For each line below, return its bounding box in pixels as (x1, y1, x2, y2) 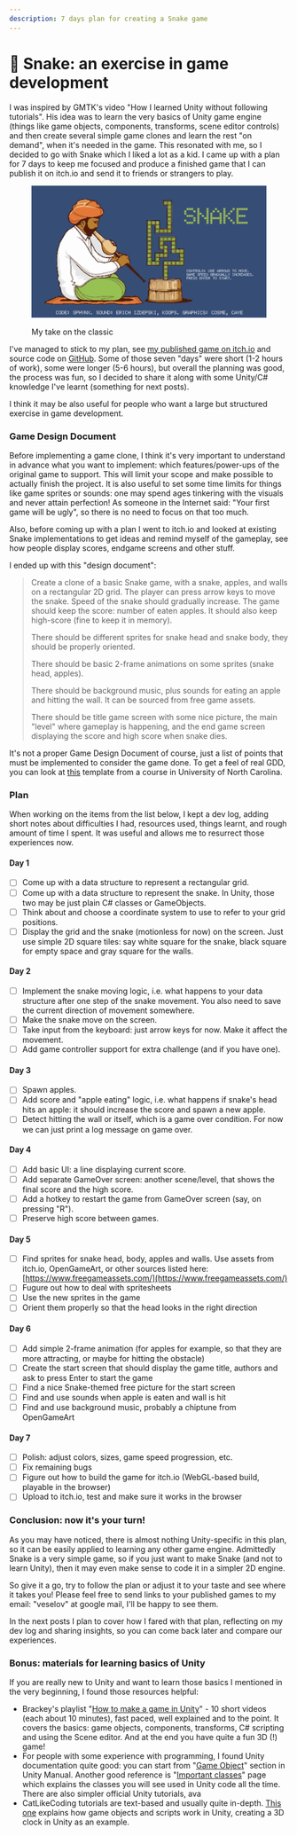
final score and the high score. (21, 1184, 134, 1195)
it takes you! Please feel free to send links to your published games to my (9, 1589, 277, 1600)
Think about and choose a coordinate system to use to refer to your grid (21, 906, 285, 917)
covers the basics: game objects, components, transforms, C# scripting (21, 1722, 285, 1733)
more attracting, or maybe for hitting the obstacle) (21, 1353, 206, 1363)
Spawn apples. (21, 1085, 77, 1095)
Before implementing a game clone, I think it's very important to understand (9, 450, 285, 460)
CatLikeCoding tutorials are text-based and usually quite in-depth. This (21, 1798, 282, 1809)
